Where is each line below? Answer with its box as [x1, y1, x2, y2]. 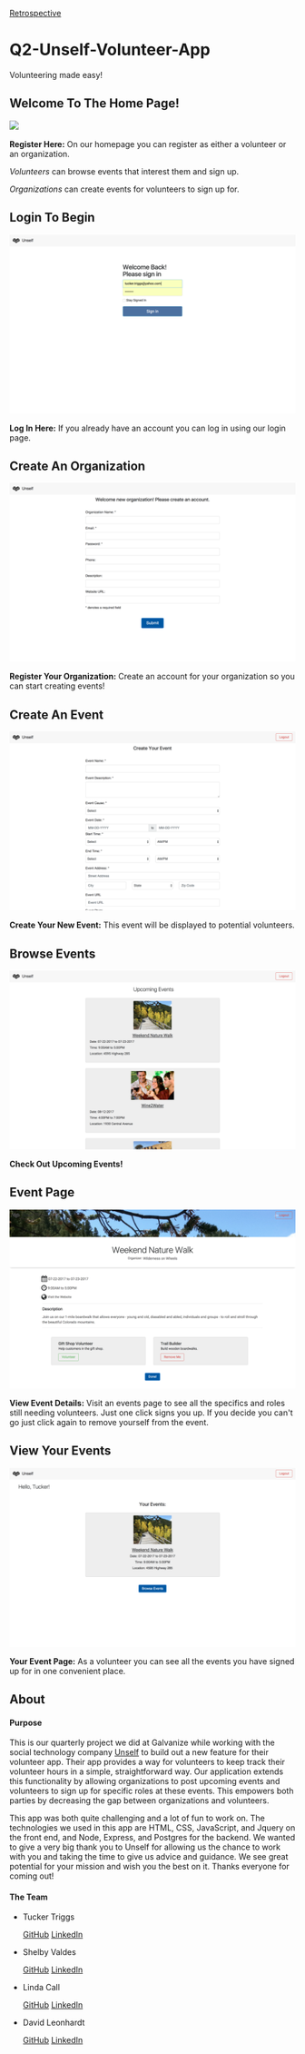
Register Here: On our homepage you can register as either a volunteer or [9, 138, 287, 149]
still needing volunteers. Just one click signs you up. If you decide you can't [9, 1407, 293, 1418]
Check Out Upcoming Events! [9, 1158, 123, 1169]
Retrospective [9, 8, 62, 18]
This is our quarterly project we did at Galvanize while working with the [9, 1737, 275, 1748]
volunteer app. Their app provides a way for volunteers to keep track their [9, 1757, 286, 1768]
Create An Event [9, 707, 104, 722]
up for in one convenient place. [9, 1665, 126, 1676]
